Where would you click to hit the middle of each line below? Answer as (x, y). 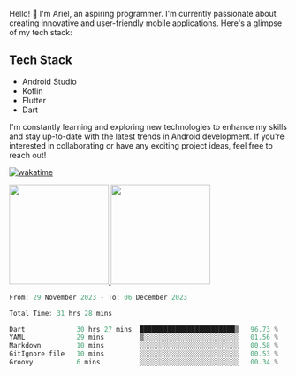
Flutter (34, 100)
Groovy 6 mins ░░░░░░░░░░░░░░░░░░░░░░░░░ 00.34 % (144, 363)
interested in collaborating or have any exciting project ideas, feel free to (141, 145)
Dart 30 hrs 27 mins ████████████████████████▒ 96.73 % (144, 329)
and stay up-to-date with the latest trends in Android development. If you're (147, 136)
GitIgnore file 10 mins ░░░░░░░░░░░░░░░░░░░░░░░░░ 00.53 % (144, 354)
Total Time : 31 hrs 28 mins (61, 313)
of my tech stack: (41, 32)
